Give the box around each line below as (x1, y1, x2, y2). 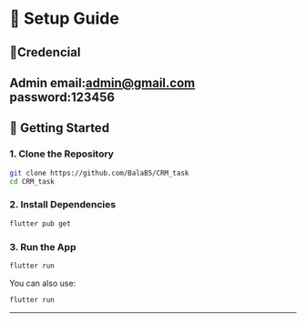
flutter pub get (9, 218, 71, 228)
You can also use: (9, 278, 76, 288)
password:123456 (9, 89, 116, 105)
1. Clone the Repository (9, 147, 114, 160)
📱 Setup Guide (9, 8, 120, 29)
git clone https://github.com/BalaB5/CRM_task (9, 168, 189, 177)
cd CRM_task (9, 177, 55, 186)
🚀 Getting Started (9, 120, 110, 136)
